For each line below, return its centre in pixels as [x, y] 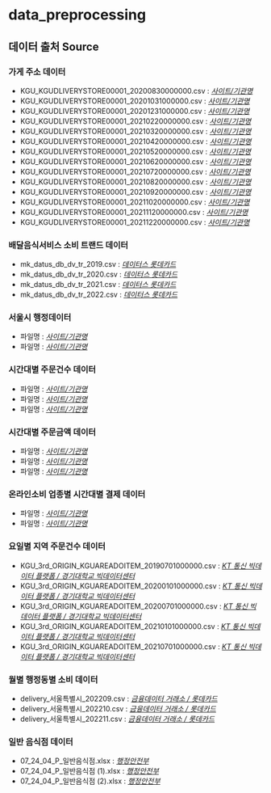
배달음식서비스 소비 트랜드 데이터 [69, 245]
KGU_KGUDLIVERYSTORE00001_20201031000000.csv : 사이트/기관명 [135, 101]
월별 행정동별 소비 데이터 [53, 679]
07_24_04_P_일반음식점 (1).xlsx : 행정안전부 [90, 771]
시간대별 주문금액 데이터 [52, 432]
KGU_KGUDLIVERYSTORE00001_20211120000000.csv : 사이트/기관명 [134, 212]
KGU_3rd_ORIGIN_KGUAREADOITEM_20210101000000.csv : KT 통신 [133, 626]
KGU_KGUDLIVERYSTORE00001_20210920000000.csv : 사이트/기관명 [135, 192]
